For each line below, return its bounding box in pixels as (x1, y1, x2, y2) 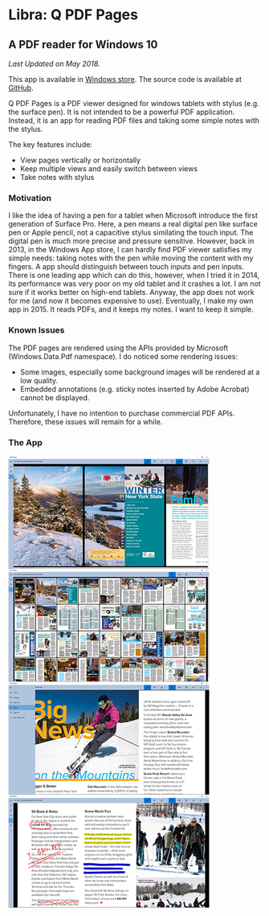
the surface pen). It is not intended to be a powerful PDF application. (8, 107, 235, 117)
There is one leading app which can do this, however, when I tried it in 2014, (8, 271, 260, 280)
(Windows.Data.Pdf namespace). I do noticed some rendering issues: (8, 351, 238, 361)
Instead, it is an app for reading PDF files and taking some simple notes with (8, 116, 259, 125)
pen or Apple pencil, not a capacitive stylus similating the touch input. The (8, 227, 254, 238)
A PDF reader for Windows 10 (8, 38, 158, 51)
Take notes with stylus (19, 173, 95, 182)
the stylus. (8, 125, 43, 133)
